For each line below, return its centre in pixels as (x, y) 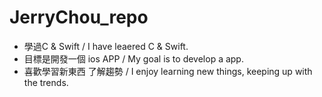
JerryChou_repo (79, 17)
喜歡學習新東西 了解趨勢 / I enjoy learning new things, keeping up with (168, 71)
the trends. (46, 82)
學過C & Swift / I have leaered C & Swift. (106, 46)
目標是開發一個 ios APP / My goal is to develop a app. (133, 58)
